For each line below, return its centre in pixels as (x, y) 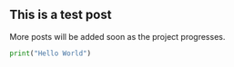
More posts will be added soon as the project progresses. (117, 36)
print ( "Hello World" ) (51, 53)
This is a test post (61, 15)
